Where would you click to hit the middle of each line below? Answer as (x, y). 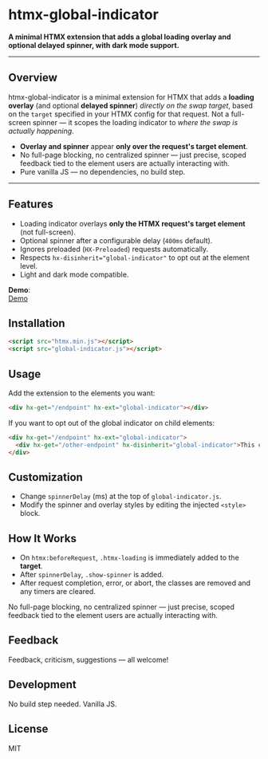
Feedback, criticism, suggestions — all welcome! (89, 659)
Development (43, 684)
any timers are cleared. (57, 592)
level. (29, 265)
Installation (37, 323)
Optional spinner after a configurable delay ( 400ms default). (116, 240)
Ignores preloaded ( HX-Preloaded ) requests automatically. (114, 249)
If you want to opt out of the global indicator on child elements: (112, 423)
